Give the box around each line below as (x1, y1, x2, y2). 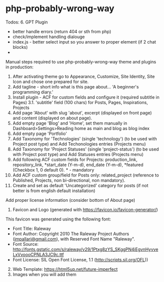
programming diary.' (12, 89, 53, 95)
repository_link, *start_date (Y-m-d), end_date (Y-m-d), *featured (12, 162, 143, 168)
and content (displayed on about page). (12, 115, 92, 121)
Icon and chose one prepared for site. (12, 79, 89, 85)
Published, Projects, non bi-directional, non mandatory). (12, 177, 125, 183)
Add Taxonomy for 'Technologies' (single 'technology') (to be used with (12, 135, 157, 142)
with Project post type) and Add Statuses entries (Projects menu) (12, 151, 143, 157)
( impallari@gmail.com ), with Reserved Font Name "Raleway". (12, 236, 135, 242)
